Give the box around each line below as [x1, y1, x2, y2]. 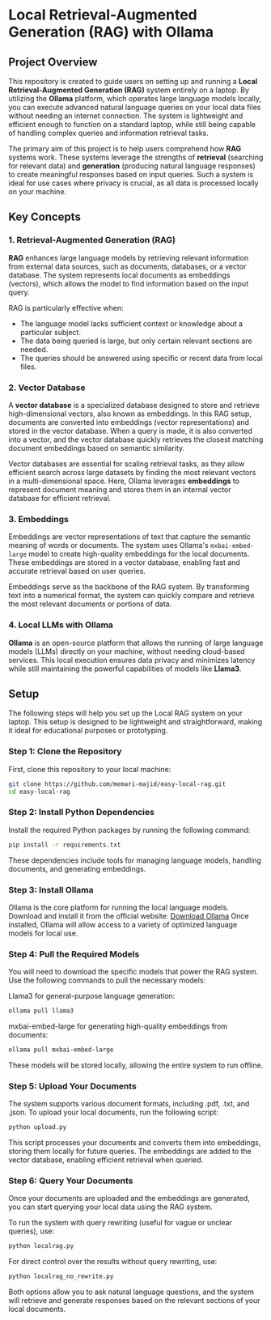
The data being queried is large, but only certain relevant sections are [19, 336, 252, 346]
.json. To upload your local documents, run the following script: [8, 1107, 219, 1118]
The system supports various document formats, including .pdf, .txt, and [8, 1099, 250, 1109]
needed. [19, 344, 49, 354]
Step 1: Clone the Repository [8, 746, 122, 758]
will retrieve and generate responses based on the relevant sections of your [8, 1296, 260, 1305]
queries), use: [8, 1226, 55, 1236]
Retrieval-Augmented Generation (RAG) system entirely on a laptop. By [8, 85, 249, 95]
